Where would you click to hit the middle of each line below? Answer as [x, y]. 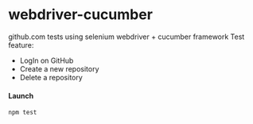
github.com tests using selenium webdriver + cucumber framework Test [127, 37]
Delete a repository [51, 77]
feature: [21, 45]
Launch [21, 95]
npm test [23, 113]
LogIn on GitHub [47, 60]
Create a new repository [59, 68]
